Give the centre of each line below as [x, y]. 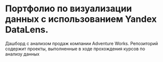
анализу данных [22, 54]
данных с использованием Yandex [81, 19]
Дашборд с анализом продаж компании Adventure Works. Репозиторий [82, 43]
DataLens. [27, 30]
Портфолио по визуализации [69, 9]
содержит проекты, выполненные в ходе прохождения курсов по [75, 49]
